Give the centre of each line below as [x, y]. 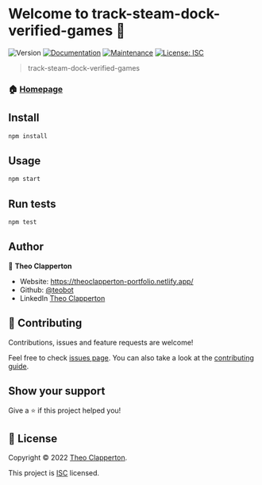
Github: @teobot [46, 290]
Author [26, 247]
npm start [25, 179]
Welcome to [48, 14]
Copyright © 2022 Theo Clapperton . [68, 458]
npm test [23, 222]
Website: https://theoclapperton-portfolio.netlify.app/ [106, 281]
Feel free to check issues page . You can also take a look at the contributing [131, 357]
